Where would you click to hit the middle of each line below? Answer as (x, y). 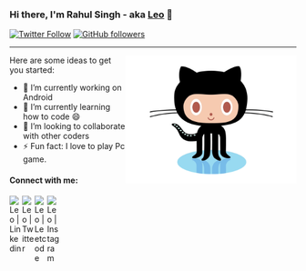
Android (37, 97)
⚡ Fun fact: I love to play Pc (74, 146)
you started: (32, 70)
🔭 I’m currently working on (72, 88)
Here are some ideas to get (61, 60)
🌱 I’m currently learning (66, 107)
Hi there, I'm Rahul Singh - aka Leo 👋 (91, 15)
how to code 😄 (51, 116)
